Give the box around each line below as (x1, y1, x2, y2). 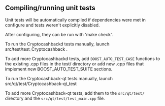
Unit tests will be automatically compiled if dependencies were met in (5, 17, 146, 22)
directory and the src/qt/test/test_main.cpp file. (5, 95, 105, 101)
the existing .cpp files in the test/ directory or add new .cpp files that (5, 61, 144, 66)
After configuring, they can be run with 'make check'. (5, 31, 113, 37)
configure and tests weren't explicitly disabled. (5, 22, 100, 28)
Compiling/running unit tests (5, 4, 96, 12)
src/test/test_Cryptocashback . (5, 46, 68, 52)
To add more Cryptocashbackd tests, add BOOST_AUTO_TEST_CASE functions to (5, 56, 160, 62)
